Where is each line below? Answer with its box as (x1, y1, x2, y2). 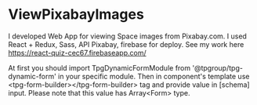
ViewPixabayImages (8, 5, 145, 24)
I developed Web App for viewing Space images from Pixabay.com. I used (8, 31, 247, 41)
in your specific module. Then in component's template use (57, 71, 250, 81)
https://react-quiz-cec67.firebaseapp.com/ (8, 48, 147, 57)
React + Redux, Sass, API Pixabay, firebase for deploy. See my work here (8, 39, 244, 49)
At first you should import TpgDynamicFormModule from (8, 63, 191, 72)
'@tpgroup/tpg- (191, 63, 243, 72)
